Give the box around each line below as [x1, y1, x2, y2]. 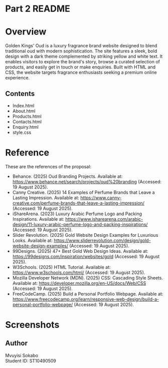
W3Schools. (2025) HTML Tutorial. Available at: [12, 264, 111, 270]
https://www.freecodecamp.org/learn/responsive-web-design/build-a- [12, 296, 159, 302]
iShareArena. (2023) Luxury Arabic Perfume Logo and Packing [12, 211, 142, 217]
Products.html [12, 113, 42, 119]
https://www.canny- [80, 195, 122, 201]
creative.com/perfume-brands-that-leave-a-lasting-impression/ [12, 200, 144, 206]
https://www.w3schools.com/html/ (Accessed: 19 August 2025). [12, 269, 145, 275]
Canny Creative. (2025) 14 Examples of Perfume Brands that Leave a [12, 189, 155, 195]
